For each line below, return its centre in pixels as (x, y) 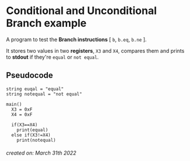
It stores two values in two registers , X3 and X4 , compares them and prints (95, 50)
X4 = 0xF (22, 114)
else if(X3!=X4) (31, 135)
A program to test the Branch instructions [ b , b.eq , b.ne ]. (77, 39)
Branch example (46, 23)
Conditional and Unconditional (81, 11)
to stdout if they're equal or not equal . (53, 57)
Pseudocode (30, 75)
